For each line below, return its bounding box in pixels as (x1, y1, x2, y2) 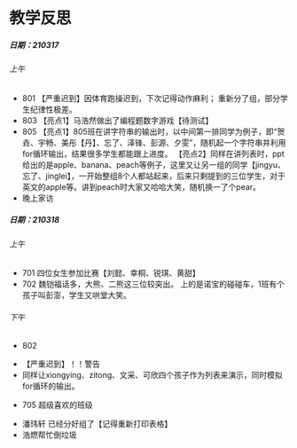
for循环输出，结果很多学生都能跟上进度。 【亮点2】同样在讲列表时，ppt (21, 148, 285, 159)
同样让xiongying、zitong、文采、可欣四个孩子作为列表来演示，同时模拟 (21, 369, 284, 380)
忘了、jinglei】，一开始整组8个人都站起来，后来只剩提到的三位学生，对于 (21, 170, 286, 181)
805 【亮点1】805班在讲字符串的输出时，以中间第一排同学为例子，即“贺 (21, 126, 285, 137)
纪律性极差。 (29, 104, 77, 114)
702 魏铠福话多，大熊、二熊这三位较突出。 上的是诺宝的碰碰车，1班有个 (21, 279, 285, 289)
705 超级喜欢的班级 (21, 399, 93, 410)
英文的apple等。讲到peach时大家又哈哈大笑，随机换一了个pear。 (21, 181, 262, 192)
